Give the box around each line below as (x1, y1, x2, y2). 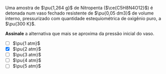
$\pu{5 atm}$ (12, 63, 41, 69)
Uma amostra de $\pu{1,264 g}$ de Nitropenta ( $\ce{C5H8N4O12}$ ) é (5, 5, 153, 11)
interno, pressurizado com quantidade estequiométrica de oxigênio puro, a (5, 16, 161, 21)
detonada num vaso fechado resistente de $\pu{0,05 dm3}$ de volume (5, 10, 154, 16)
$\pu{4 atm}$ (12, 57, 41, 63)
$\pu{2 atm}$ (12, 46, 41, 52)
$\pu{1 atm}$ (12, 40, 40, 46)
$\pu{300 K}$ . (5, 21, 36, 27)
